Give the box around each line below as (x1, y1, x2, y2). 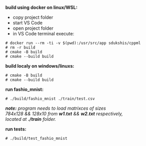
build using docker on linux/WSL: (5, 5, 78, 10)
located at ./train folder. (5, 116, 56, 122)
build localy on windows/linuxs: (5, 63, 74, 69)
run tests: (5, 126, 27, 132)
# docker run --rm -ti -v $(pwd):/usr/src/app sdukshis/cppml (5, 40, 141, 46)
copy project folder (12, 14, 53, 20)
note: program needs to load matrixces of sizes (5, 105, 106, 111)
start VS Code (12, 20, 43, 26)
